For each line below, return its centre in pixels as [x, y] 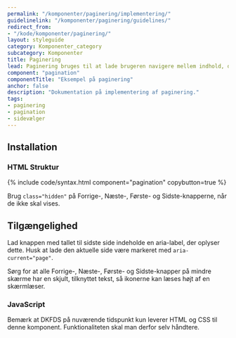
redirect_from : [29, 27]
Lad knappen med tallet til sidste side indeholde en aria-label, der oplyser [113, 243]
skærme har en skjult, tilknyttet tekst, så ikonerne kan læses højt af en [109, 279]
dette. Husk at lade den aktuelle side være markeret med [90, 250]
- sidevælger [26, 118]
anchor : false [28, 86]
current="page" [29, 258]
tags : [15, 99]
